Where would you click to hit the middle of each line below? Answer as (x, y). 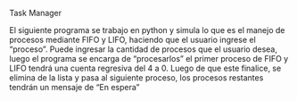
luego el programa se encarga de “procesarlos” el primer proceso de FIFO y (149, 59)
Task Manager (36, 13)
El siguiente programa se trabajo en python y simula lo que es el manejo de (147, 30)
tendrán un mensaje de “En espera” (74, 87)
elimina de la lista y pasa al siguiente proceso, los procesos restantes (136, 78)
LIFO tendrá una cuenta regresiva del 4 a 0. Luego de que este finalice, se (145, 68)
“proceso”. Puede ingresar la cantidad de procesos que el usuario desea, (144, 49)
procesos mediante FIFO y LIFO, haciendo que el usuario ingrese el (132, 40)
